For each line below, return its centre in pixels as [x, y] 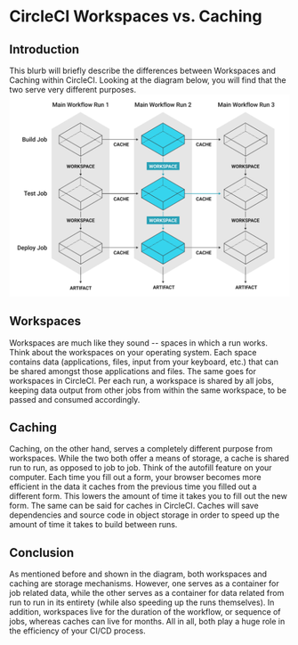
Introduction [44, 49]
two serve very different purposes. [72, 90]
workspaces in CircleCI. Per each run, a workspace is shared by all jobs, [141, 380]
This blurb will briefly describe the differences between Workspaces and [142, 70]
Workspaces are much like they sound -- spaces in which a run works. [139, 343]
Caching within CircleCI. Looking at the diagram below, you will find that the [148, 80]
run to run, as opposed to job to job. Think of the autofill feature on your [141, 468]
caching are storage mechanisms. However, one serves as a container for [145, 584]
